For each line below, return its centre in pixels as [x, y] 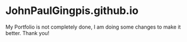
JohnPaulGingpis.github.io [72, 11]
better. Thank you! [27, 33]
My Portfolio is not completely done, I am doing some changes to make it [93, 27]
